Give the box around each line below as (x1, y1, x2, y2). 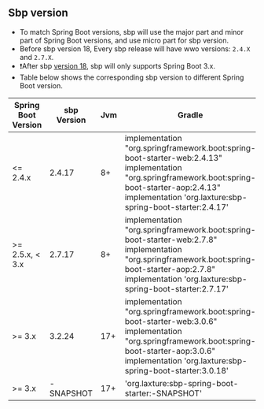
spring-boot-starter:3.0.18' (124, 365, 229, 376)
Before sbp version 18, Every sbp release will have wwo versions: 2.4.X (19, 43, 251, 54)
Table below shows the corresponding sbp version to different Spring (19, 73, 244, 82)
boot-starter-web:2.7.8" (124, 234, 218, 245)
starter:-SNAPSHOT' (124, 388, 203, 399)
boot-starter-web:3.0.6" (124, 315, 218, 326)
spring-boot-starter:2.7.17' (124, 283, 229, 294)
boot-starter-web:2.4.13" (124, 152, 222, 163)
